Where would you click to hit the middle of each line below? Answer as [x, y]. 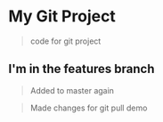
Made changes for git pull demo [89, 108]
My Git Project [62, 16]
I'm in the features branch [81, 69]
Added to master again [72, 90]
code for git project [65, 41]
